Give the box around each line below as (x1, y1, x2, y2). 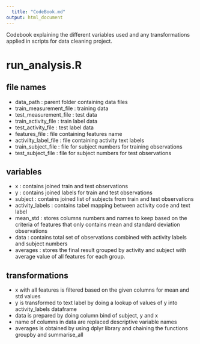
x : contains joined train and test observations (14, 183, 128, 190)
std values (14, 293, 41, 300)
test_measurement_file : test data (14, 111, 97, 118)
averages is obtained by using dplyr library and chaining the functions (14, 325, 188, 332)
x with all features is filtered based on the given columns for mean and (14, 286, 189, 293)
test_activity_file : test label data (14, 124, 94, 131)
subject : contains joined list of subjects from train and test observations (14, 195, 194, 203)
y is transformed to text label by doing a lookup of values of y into (14, 299, 178, 307)
